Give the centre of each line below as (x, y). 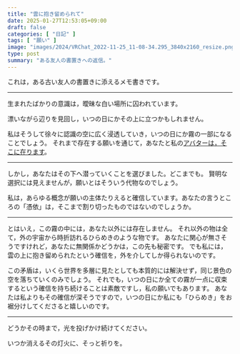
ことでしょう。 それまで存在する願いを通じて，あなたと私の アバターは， (114, 143)
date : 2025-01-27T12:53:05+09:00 (57, 21)
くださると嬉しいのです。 (75, 306)
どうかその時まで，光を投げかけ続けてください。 (79, 328)
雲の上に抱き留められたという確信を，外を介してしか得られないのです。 (114, 255)
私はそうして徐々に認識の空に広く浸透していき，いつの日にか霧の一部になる (120, 133)
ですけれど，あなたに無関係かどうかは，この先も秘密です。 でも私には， (120, 246)
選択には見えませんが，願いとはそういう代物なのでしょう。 (95, 182)
